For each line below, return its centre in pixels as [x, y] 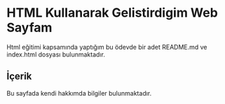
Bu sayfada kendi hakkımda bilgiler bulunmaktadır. [79, 93]
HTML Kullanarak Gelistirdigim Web [112, 13]
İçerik [19, 76]
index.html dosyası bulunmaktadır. [56, 54]
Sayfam [29, 28]
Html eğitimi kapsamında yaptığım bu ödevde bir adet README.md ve [107, 47]
